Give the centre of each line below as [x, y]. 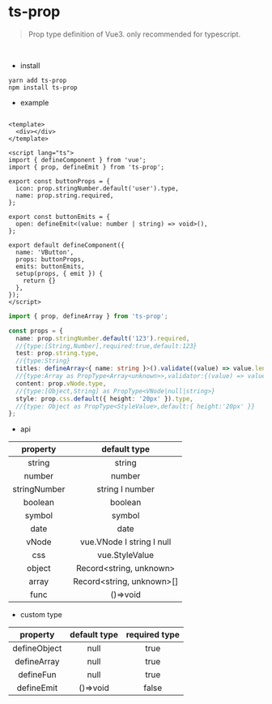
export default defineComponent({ [67, 245]
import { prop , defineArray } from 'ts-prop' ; [88, 316]
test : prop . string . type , [57, 354]
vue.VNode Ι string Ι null [125, 542]
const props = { [36, 331]
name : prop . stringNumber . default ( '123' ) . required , [103, 338]
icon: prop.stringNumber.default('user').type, [98, 188]
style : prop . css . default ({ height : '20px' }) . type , [105, 399]
